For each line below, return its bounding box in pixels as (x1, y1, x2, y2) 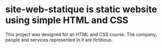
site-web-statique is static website (5, 4, 157, 15)
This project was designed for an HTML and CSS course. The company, (5, 31, 157, 37)
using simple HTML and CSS (5, 14, 129, 26)
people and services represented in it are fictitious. (5, 37, 113, 43)
